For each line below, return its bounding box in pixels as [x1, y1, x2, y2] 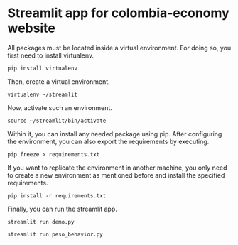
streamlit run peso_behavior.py [7, 231, 103, 238]
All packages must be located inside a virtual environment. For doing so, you [7, 43, 232, 52]
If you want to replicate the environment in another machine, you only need [7, 163, 227, 172]
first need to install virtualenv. [7, 51, 94, 60]
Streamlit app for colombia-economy [7, 5, 229, 21]
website [7, 20, 55, 36]
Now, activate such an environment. [7, 103, 112, 111]
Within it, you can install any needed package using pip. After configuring [7, 129, 222, 138]
